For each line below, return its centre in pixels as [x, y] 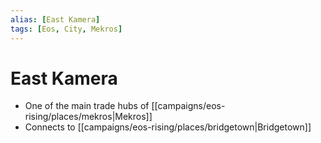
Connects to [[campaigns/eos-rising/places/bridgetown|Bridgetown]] [168, 127]
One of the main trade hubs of [87, 106]
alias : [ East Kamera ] [55, 19]
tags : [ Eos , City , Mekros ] [66, 29]
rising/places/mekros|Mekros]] [88, 117]
